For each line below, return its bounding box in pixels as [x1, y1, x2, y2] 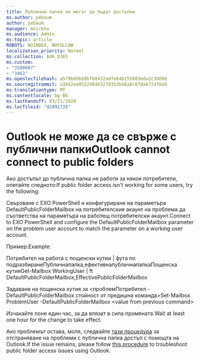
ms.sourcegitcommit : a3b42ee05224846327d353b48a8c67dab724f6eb [6, 82, 168, 88]
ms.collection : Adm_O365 [6, 53, 68, 59]
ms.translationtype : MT [6, 87, 66, 93]
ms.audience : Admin [6, 31, 55, 37]
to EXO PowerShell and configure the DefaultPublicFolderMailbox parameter [6, 219, 194, 226]
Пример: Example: [6, 243, 51, 250]
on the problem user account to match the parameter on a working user [6, 225, 183, 232]
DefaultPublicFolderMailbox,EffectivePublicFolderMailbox [6, 274, 148, 281]
